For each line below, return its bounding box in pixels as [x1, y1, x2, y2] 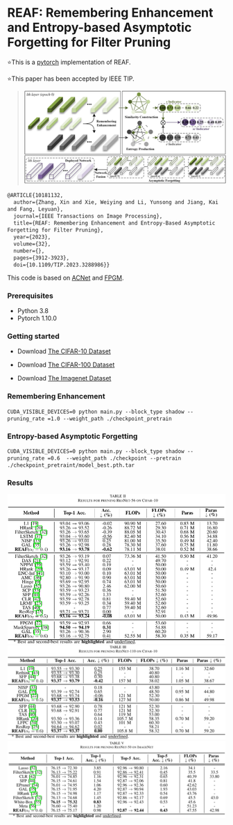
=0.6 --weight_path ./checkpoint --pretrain [47, 455, 182, 462]
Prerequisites [7, 291, 53, 301]
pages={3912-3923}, [13, 254, 70, 262]
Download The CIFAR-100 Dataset [17, 360, 115, 369]
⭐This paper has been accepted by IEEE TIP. [7, 74, 135, 83]
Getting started [7, 332, 60, 342]
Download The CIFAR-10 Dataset [17, 347, 111, 355]
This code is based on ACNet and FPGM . [7, 273, 124, 282]
